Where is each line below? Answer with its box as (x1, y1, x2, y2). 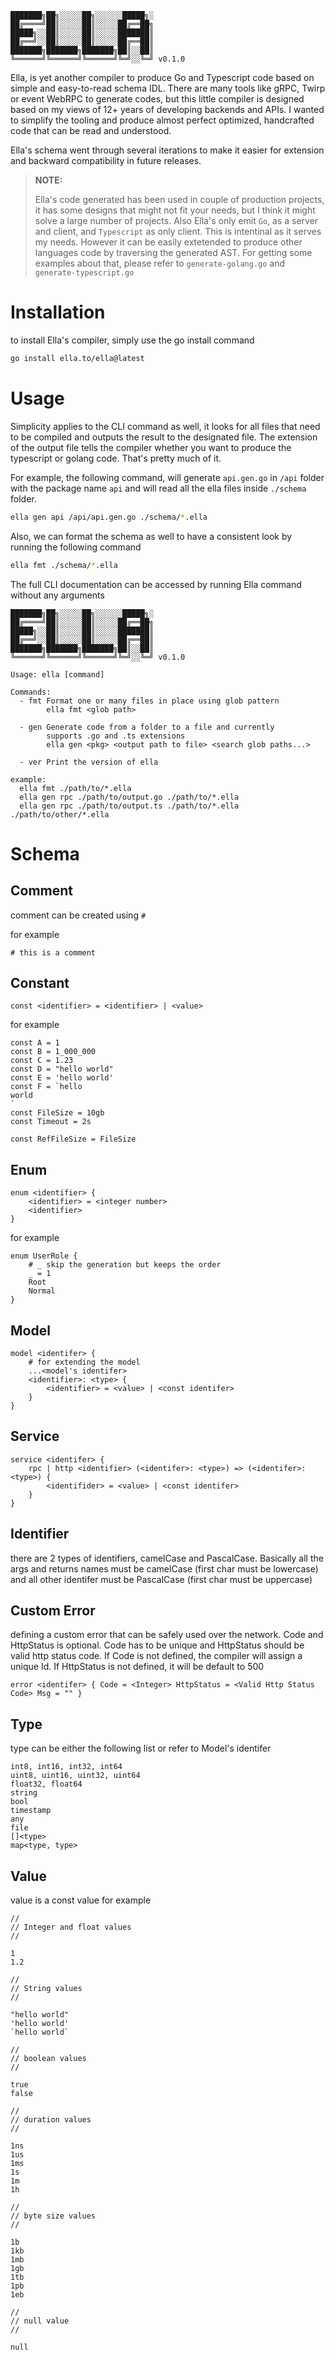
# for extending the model (28, 1357, 141, 1367)
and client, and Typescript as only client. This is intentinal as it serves (34, 226, 322, 237)
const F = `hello (10, 1082, 83, 1092)
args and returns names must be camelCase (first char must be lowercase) (10, 1562, 319, 1575)
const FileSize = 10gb (10, 1108, 105, 1118)
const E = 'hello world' (10, 1073, 114, 1083)
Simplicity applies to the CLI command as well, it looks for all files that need (10, 420, 321, 432)
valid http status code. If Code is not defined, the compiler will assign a (10, 1650, 303, 1662)
